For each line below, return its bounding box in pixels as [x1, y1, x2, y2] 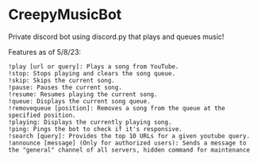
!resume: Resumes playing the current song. [8, 90, 158, 98]
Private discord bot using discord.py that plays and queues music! [8, 32, 225, 41]
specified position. [8, 111, 77, 119]
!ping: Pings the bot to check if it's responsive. [8, 125, 183, 133]
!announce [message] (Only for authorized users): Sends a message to [8, 139, 247, 147]
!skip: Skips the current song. [8, 76, 115, 84]
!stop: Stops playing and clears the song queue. [8, 69, 176, 77]
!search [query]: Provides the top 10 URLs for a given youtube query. [8, 132, 250, 140]
